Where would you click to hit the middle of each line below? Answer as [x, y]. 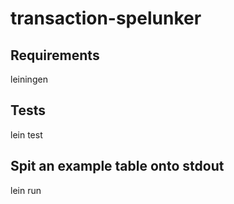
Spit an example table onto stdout [117, 166]
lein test [26, 134]
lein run [26, 190]
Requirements [55, 55]
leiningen [29, 79]
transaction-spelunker [106, 18]
